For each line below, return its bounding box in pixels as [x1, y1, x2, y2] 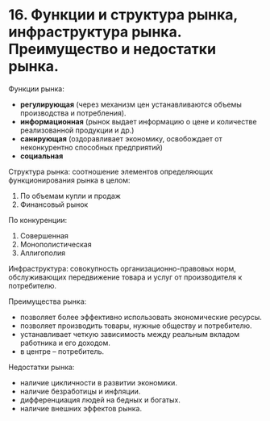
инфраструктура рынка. [8, 23, 182, 41]
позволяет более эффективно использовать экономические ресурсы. [19, 312, 262, 322]
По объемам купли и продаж [19, 191, 121, 200]
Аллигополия [19, 248, 66, 258]
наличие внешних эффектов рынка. [19, 403, 143, 413]
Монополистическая [19, 239, 92, 249]
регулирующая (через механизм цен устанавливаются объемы [19, 99, 242, 109]
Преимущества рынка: [8, 297, 87, 306]
